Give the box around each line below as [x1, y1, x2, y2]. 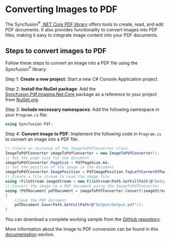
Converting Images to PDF [5, 4, 118, 15]
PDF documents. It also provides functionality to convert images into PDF [5, 26, 158, 32]
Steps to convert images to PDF [5, 47, 107, 55]
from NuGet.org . [5, 97, 39, 103]
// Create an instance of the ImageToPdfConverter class [5, 146, 128, 151]
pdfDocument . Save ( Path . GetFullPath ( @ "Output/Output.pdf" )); [14, 203, 144, 208]
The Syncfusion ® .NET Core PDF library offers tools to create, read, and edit [5, 20, 164, 27]
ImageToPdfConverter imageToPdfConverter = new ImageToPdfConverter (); [5, 150, 159, 155]
